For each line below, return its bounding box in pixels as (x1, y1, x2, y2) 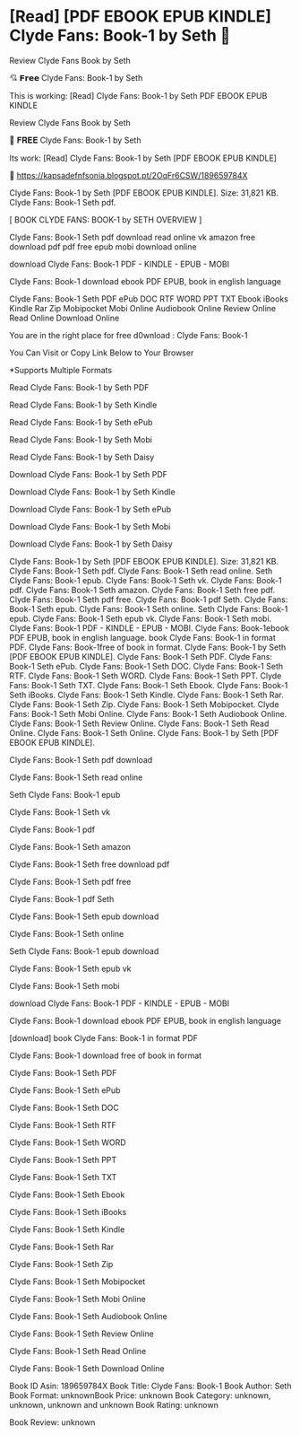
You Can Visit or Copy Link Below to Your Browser (9, 347, 194, 358)
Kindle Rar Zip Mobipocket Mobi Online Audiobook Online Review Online (9, 302, 277, 313)
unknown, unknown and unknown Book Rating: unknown (9, 1399, 219, 1410)
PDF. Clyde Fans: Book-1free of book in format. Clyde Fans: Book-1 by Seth (9, 642, 287, 652)
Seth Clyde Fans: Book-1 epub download (9, 945, 159, 957)
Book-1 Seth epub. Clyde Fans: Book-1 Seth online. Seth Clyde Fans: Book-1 (9, 603, 288, 614)
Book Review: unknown (9, 1416, 96, 1428)
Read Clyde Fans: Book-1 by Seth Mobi (9, 433, 152, 445)
